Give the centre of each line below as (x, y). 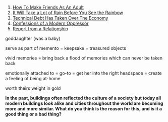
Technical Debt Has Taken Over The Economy (60, 18)
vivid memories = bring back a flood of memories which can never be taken (84, 58)
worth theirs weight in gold (33, 88)
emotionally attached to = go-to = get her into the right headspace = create (83, 73)
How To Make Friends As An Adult (48, 7)
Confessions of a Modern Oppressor (51, 23)
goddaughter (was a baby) (33, 38)
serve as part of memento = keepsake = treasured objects (66, 48)
